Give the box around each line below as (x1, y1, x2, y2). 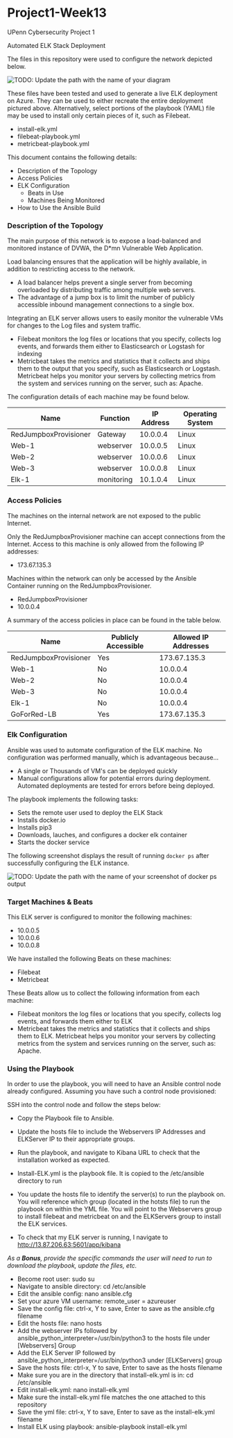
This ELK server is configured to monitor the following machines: (7, 913, 192, 921)
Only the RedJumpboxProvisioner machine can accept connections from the (7, 532, 225, 540)
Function (100, 414, 130, 423)
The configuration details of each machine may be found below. (7, 393, 189, 401)
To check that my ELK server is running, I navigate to (17, 1233, 169, 1242)
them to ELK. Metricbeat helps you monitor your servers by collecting (17, 1032, 216, 1040)
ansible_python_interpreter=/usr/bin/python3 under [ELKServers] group (17, 1356, 223, 1364)
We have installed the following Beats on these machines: (7, 955, 172, 963)
